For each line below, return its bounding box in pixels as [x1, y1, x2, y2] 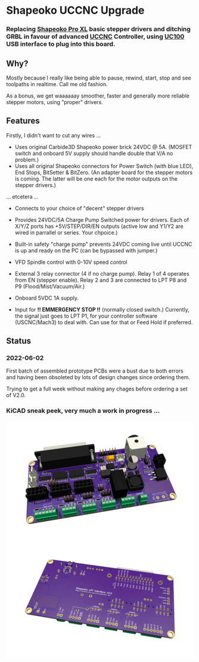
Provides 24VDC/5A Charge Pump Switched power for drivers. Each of [14, 216, 189, 223]
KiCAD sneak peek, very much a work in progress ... [6, 407, 160, 415]
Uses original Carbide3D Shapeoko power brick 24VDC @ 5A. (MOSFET [14, 143, 192, 150]
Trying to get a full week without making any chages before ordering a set [6, 385, 188, 392]
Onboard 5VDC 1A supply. [14, 294, 79, 301]
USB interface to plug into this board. [6, 40, 116, 48]
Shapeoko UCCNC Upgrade [6, 4, 145, 17]
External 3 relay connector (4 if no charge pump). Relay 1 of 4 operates [14, 270, 189, 277]
